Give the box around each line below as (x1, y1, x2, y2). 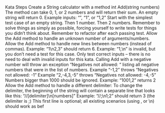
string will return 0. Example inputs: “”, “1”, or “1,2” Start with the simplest (5, 15, 153, 20)
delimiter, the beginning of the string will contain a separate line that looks (5, 88, 155, 93)
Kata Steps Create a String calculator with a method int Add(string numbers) (5, 4, 160, 10)
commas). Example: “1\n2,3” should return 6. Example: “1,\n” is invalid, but (5, 46, 156, 52)
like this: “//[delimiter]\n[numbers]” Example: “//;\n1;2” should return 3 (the (5, 93, 155, 99)
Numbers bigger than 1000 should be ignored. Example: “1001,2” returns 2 (5, 77, 156, 83)
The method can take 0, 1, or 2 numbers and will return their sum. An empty (5, 9, 159, 15)
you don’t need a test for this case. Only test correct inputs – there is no (5, 51, 151, 57)
